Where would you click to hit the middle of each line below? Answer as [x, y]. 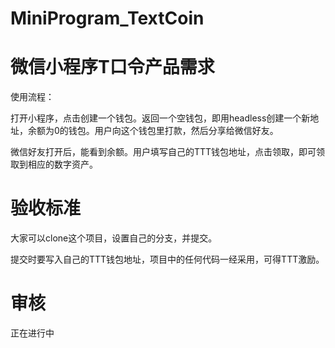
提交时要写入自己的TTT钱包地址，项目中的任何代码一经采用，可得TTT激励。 [167, 259]
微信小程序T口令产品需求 [112, 67]
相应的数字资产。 [62, 164]
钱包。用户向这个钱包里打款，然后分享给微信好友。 [173, 131]
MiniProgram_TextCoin [107, 18]
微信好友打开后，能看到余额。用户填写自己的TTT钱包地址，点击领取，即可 [163, 152]
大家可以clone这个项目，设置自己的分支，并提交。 [114, 238]
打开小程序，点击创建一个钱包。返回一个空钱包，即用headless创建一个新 [160, 118]
